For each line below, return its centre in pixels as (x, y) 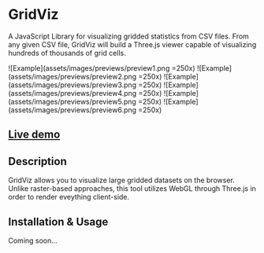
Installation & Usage (58, 222)
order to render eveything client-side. (69, 197)
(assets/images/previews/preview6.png (72, 110)
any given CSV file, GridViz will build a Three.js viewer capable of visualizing (132, 44)
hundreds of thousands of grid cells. (67, 53)
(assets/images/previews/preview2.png (73, 76)
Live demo (34, 135)
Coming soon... (33, 240)
